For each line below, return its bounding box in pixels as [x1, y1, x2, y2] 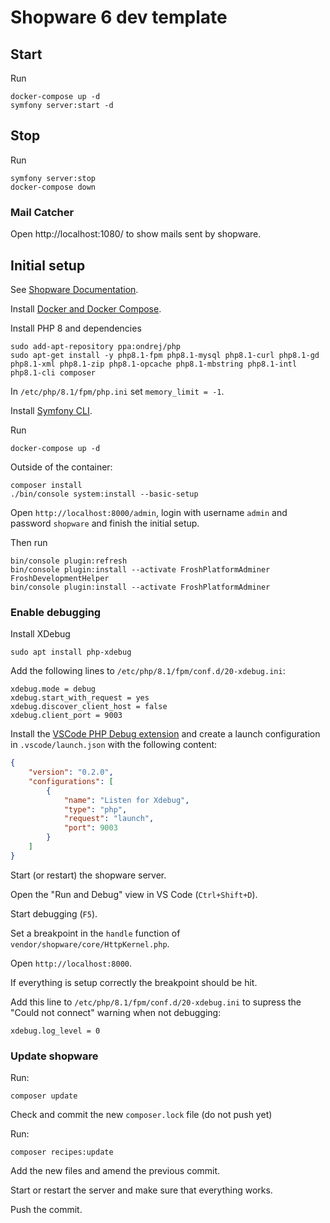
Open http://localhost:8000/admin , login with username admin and [10, 506, 288, 518]
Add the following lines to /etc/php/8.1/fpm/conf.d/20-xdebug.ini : [10, 665, 286, 677]
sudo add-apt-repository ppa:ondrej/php [10, 341, 182, 351]
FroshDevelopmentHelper [10, 573, 110, 583]
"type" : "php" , [63, 804, 128, 815]
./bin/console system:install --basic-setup [10, 489, 199, 499]
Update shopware [10, 1049, 99, 1063]
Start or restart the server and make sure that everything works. [10, 1184, 273, 1196]
